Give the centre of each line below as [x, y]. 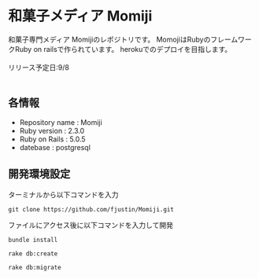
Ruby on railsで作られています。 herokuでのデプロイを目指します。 [123, 49]
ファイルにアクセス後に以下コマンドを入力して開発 [91, 225]
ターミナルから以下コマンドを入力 [63, 194]
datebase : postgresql [55, 147]
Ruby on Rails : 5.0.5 [52, 139]
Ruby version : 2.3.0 [52, 130]
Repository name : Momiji [61, 122]
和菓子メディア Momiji [80, 16]
